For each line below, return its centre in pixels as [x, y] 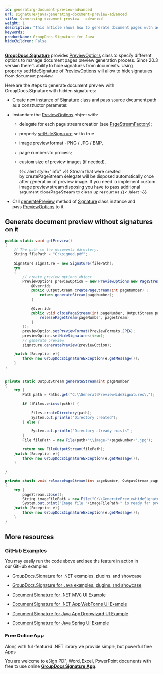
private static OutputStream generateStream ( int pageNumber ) [68, 381]
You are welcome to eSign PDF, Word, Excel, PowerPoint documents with [78, 661]
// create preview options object [57, 277]
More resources [30, 537]
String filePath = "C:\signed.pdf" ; [51, 254]
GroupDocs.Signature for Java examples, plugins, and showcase [77, 585]
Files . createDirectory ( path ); [61, 413]
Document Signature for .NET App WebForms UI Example [69, 604]
